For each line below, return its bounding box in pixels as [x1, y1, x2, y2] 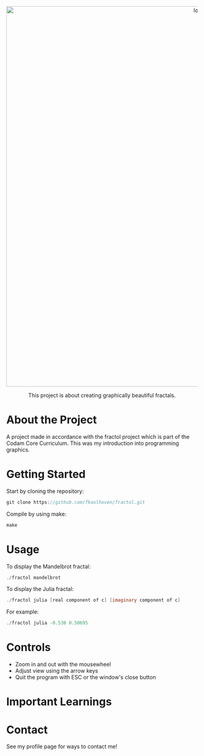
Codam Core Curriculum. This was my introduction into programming [6, 439, 179, 447]
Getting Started [6, 467, 86, 481]
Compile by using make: [6, 510, 67, 517]
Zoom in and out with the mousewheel [15, 660, 111, 668]
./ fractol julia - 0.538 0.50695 [6, 620, 88, 626]
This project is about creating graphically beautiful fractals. [28, 392, 176, 399]
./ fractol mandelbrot [6, 575, 61, 581]
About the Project [6, 413, 97, 427]
